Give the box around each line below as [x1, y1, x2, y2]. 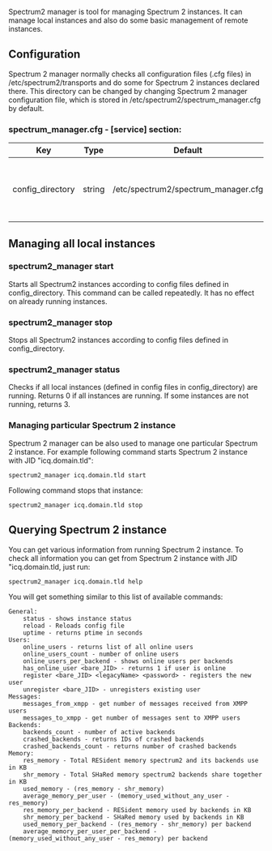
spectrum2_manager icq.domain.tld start [8, 471, 147, 479]
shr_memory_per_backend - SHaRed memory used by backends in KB [23, 813, 244, 821]
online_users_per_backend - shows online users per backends [23, 656, 233, 665]
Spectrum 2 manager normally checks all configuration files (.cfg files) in [8, 69, 252, 79]
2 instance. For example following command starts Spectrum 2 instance [8, 447, 249, 456]
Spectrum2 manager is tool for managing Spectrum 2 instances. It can [8, 7, 243, 16]
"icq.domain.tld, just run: [8, 562, 91, 571]
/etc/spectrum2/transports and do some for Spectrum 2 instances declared [8, 77, 261, 88]
